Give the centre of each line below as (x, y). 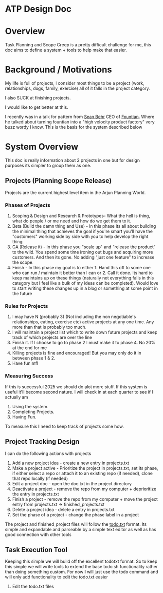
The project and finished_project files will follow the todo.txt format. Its (76, 524)
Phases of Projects (28, 205)
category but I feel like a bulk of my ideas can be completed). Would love (85, 283)
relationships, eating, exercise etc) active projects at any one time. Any (83, 322)
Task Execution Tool (36, 550)
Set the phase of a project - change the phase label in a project (75, 514)
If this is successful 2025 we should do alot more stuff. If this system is (76, 387)
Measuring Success (29, 376)
